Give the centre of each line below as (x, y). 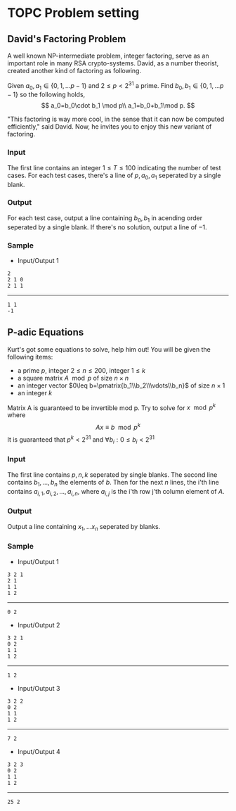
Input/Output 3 (39, 688)
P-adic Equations (46, 332)
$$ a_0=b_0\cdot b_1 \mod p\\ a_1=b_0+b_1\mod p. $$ (118, 106)
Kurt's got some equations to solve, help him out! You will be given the (109, 349)
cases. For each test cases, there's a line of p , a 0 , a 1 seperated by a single (114, 176)
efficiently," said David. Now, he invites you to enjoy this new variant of (110, 127)
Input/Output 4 (39, 751)
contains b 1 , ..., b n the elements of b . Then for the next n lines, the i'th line (113, 483)
